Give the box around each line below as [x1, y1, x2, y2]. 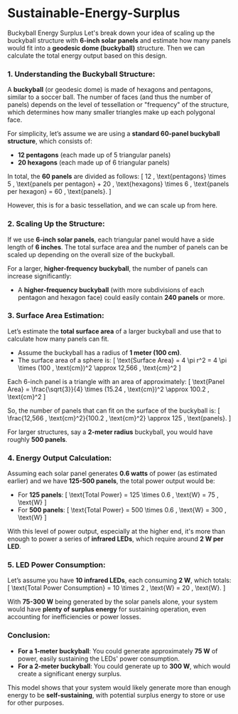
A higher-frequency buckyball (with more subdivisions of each [17, 285, 205, 294]
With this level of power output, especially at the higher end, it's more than [7, 527, 226, 536]
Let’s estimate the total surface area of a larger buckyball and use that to [7, 326, 222, 336]
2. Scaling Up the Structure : [7, 219, 105, 229]
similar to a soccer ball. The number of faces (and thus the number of [7, 93, 211, 101]
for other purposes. [7, 698, 65, 707]
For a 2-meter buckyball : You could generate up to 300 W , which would [17, 661, 231, 671]
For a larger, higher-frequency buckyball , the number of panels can [7, 264, 208, 272]
